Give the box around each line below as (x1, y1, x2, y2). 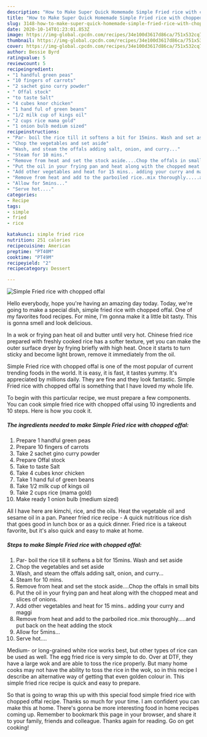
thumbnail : (7, 37, 35, 44)
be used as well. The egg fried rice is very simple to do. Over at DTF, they (7, 653, 193, 661)
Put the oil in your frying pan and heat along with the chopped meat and (15, 589, 198, 596)
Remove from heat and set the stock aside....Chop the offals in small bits (15, 583, 199, 590)
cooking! (7, 724, 29, 731)
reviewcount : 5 (7, 60, 46, 66)
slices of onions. (15, 596, 58, 603)
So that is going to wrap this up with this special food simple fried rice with (7, 692, 196, 699)
